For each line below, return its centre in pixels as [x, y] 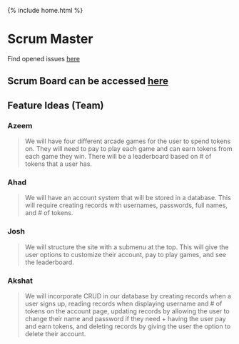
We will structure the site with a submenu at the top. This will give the [127, 247]
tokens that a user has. [59, 164]
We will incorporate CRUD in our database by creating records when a [128, 296]
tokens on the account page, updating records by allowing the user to [127, 311]
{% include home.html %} [45, 10]
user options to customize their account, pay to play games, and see [126, 254]
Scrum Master [50, 39]
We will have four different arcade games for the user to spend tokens [128, 141]
